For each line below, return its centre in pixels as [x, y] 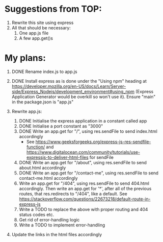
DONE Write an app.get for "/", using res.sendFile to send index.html [88, 131]
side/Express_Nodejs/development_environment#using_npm [73, 91]
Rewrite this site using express [43, 23]
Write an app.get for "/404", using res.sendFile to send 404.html [84, 183]
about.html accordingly [42, 168]
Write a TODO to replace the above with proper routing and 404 [83, 209]
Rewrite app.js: [27, 111]
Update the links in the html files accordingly [57, 234]
